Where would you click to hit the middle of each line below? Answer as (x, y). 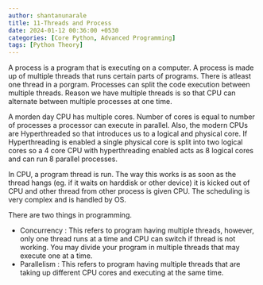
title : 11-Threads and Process (60, 23)
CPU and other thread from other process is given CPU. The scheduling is (129, 191)
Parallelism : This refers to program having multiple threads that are (130, 264)
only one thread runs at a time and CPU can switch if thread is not (128, 239)
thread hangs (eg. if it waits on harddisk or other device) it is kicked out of (129, 183)
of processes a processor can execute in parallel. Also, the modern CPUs (128, 125)
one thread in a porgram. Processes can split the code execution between (129, 85)
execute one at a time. (56, 256)
